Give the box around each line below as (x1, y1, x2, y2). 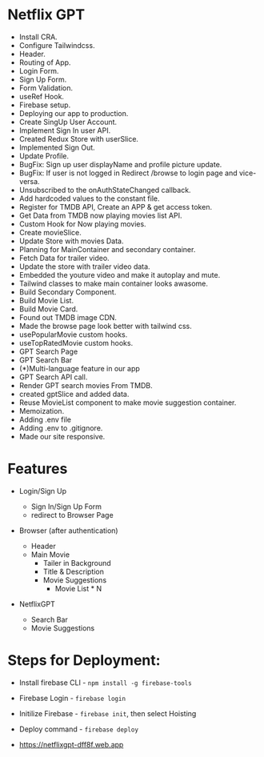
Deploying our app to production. (18, 108, 129, 118)
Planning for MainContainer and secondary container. (18, 244, 196, 254)
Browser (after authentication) (18, 526, 118, 535)
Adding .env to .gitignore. (18, 423, 103, 433)
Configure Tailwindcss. (18, 40, 95, 50)
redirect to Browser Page (30, 510, 114, 519)
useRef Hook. (18, 91, 65, 101)
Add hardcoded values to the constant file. (18, 194, 160, 203)
